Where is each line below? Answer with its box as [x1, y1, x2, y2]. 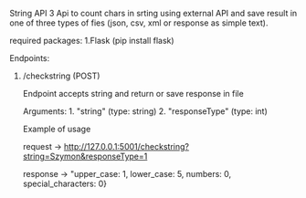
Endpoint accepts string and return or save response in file [22, 89, 244, 99]
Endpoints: [9, 53, 50, 63]
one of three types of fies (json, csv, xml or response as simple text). [9, 17, 269, 28]
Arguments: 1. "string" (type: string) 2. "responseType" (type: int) [22, 106, 268, 117]
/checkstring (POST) [22, 70, 100, 81]
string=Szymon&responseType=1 [22, 151, 148, 162]
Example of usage [22, 123, 91, 134]
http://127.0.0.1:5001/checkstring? [63, 141, 190, 151]
